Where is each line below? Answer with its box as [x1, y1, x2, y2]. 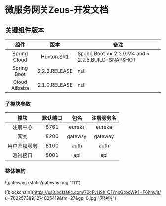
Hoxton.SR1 [41, 53, 69, 60]
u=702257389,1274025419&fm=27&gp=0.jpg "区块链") [5, 195, 116, 201]
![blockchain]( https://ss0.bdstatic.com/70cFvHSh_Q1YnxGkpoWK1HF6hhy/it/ [5, 189, 161, 195]
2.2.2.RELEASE [37, 68, 73, 74]
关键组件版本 [5, 26, 44, 34]
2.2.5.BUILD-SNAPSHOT [77, 56, 136, 63]
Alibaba [11, 85, 29, 91]
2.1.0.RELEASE [37, 82, 73, 88]
